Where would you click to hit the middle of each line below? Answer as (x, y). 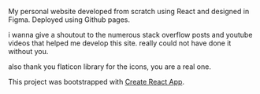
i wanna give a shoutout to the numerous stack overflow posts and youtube (130, 35)
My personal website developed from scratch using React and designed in (129, 11)
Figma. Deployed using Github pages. (69, 20)
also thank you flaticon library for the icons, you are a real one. (110, 67)
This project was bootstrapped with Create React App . (97, 82)
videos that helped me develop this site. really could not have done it (120, 43)
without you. (28, 51)
